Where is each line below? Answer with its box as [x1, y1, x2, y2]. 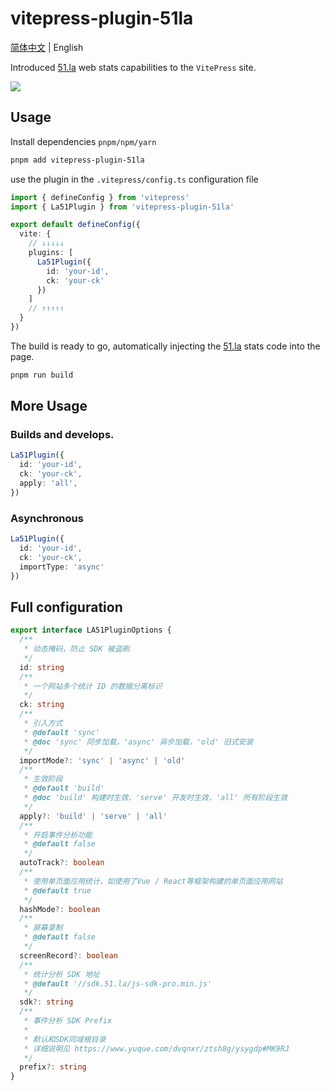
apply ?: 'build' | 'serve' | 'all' [19, 811, 168, 821]
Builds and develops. [10, 428, 115, 442]
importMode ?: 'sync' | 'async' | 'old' [19, 755, 186, 766]
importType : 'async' [19, 562, 105, 572]
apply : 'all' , [19, 478, 78, 489]
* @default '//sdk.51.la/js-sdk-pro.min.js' [23, 978, 213, 989]
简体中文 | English [10, 41, 84, 53]
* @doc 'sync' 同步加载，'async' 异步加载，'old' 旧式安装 [23, 737, 254, 747]
